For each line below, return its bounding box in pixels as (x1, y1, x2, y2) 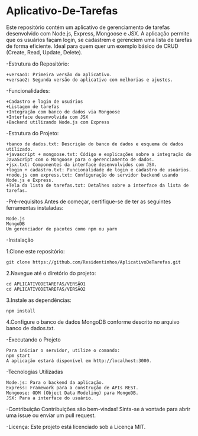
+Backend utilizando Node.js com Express (6, 119, 110, 125)
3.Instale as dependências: (6, 297, 72, 304)
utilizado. (6, 146, 33, 152)
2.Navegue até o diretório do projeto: (6, 269, 96, 276)
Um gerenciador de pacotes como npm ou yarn (6, 226, 118, 232)
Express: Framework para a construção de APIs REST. (6, 385, 139, 391)
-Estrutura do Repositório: (6, 60, 69, 67)
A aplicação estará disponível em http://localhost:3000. (6, 357, 152, 364)
